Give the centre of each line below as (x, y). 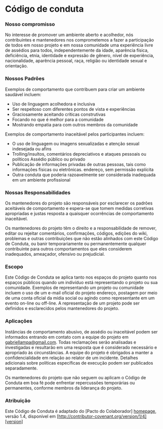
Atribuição (18, 400)
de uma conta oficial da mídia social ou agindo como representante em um (80, 298)
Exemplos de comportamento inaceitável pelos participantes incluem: (75, 134)
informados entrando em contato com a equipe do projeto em (67, 337)
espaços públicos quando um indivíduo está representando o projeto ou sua (81, 283)
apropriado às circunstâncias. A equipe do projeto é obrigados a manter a (79, 352)
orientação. (17, 66)
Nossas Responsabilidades (38, 192)
